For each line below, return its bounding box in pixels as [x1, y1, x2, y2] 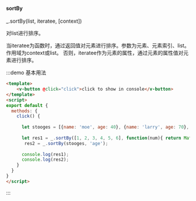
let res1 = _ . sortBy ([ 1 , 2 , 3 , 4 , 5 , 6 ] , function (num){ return [21, 135, 181, 141]
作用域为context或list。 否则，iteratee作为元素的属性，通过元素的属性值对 [6, 50, 184, 57]
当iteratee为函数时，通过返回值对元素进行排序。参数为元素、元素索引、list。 [6, 42, 190, 49]
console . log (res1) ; [21, 151, 69, 157]
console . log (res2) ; [21, 157, 69, 163]
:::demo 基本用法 [6, 69, 47, 76]
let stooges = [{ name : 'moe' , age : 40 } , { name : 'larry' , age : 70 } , [21, 124, 190, 130]
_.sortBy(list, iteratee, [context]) [6, 18, 82, 25]
